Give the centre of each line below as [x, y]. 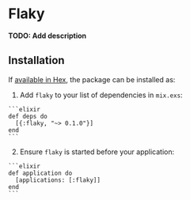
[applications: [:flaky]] [58, 180]
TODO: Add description [47, 36]
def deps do [28, 116]
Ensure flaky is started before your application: [97, 152]
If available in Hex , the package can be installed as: [92, 79]
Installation [36, 60]
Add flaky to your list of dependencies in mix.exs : [101, 95]
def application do [40, 173]
